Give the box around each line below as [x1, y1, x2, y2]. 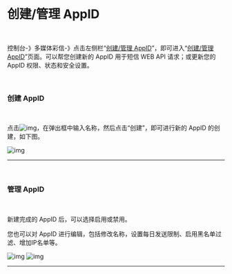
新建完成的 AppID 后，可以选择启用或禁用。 [7, 215, 131, 223]
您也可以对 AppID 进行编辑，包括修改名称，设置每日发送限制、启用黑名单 [7, 229, 216, 238]
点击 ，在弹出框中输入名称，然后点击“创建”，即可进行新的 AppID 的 [7, 124, 215, 132]
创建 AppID [7, 93, 45, 103]
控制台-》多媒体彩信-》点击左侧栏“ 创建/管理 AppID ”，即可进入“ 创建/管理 [7, 43, 214, 52]
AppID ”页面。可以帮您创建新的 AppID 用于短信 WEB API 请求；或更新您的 [7, 52, 216, 61]
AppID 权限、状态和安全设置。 [7, 61, 93, 69]
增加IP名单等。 [19, 238, 61, 246]
